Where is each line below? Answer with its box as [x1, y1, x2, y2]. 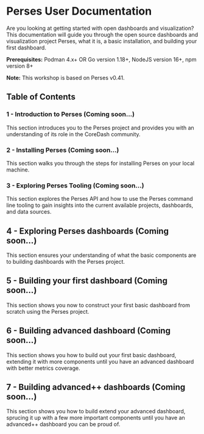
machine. [6, 166, 30, 173]
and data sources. [6, 208, 52, 215]
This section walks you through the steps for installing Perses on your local [6, 159, 195, 167]
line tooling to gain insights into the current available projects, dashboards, [6, 201, 194, 209]
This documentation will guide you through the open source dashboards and [6, 31, 199, 38]
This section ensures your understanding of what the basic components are [6, 251, 197, 259]
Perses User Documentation [6, 4, 152, 18]
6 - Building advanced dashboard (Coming [6, 325, 171, 336]
